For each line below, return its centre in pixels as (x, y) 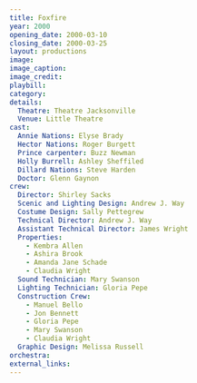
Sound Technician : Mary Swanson (79, 280)
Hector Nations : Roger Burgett (77, 144)
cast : (20, 128)
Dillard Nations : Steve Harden (77, 170)
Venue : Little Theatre (60, 119)
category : (28, 93)
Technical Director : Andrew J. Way (85, 220)
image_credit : (36, 77)
